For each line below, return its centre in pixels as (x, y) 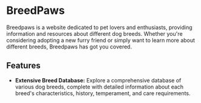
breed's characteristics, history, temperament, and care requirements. (103, 93)
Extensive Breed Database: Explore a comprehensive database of (98, 80)
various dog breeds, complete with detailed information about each (99, 87)
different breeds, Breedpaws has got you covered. (69, 47)
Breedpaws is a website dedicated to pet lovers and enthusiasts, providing (99, 27)
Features (23, 66)
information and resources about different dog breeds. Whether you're (95, 33)
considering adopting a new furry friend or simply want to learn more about (101, 40)
